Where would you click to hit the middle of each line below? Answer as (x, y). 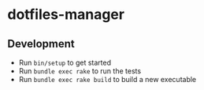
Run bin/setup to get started (65, 62)
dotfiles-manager (66, 15)
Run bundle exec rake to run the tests (80, 71)
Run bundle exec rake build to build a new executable (108, 79)
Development (41, 44)
